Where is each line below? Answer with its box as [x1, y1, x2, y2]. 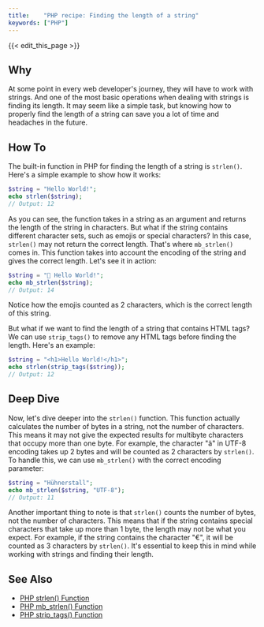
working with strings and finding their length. [8, 550, 154, 559]
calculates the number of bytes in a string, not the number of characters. [8, 421, 244, 431]
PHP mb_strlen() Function [19, 602, 103, 611]
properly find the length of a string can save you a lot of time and [8, 110, 219, 119]
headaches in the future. [8, 118, 88, 127]
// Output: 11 [8, 494, 55, 502]
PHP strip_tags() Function [19, 610, 103, 620]
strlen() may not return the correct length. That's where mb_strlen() [8, 239, 234, 248]
